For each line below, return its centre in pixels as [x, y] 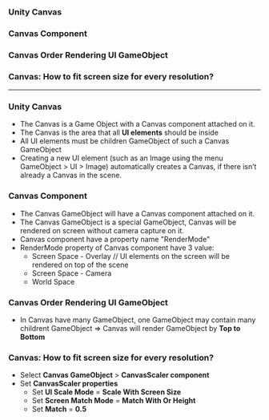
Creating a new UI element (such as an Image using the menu [122, 158]
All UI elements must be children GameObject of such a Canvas [124, 141]
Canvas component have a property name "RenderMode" [115, 239]
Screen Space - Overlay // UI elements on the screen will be [131, 256]
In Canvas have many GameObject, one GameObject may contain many [138, 320]
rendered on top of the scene [80, 265]
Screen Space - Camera [72, 273]
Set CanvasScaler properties [69, 384]
